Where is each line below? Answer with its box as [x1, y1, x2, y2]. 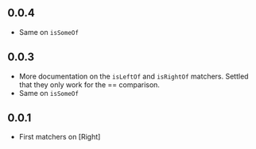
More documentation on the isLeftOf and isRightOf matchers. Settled [18, 71, 249, 81]
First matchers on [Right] [18, 132, 101, 142]
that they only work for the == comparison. [18, 79, 161, 90]
